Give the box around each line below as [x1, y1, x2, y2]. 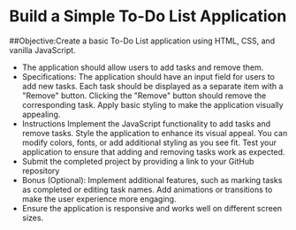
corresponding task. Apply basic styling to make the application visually [21, 99, 285, 110]
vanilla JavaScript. [9, 44, 77, 55]
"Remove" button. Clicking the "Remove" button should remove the [21, 90, 267, 101]
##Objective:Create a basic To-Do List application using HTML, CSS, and [9, 35, 276, 46]
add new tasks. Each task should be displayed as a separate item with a [21, 80, 284, 91]
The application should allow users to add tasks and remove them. [21, 62, 264, 73]
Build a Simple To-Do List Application [9, 6, 287, 27]
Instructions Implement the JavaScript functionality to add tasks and [21, 118, 271, 129]
